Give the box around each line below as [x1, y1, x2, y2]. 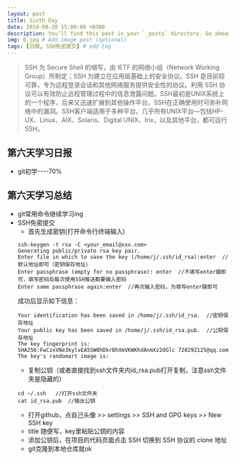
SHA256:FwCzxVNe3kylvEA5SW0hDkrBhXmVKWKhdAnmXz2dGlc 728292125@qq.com [17, 346, 229, 353]
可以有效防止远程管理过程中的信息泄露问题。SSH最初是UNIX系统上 [30, 89, 225, 98]
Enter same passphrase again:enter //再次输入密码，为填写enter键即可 [17, 283, 218, 290]
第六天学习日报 [7, 147, 72, 159]
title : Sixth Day [7, 17, 58, 24]
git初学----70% [17, 166, 63, 176]
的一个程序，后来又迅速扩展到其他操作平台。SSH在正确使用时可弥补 [24, 98, 223, 106]
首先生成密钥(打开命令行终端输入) [27, 227, 125, 235]
